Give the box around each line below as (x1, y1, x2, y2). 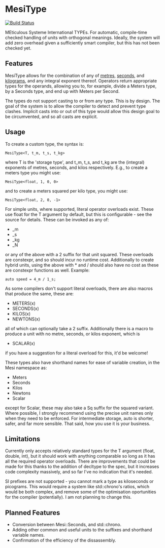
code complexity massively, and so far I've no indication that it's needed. (5, 469, 153, 475)
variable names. (12, 532, 45, 538)
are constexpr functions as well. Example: (5, 267, 90, 273)
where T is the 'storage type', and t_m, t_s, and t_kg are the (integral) (5, 159, 145, 165)
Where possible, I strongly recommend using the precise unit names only (5, 410, 154, 416)
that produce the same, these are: (5, 290, 74, 297)
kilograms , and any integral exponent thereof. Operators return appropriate (5, 78, 157, 83)
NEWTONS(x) (12, 316, 40, 322)
